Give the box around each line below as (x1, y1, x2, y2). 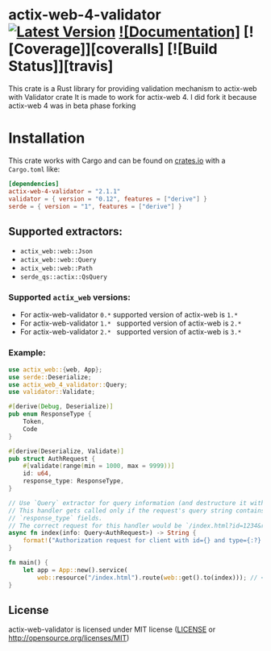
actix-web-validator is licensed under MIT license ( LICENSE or (8, 624, 216, 634)
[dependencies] (8, 180, 60, 188)
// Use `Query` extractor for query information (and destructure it (8, 499, 248, 507)
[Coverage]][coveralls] (8, 40, 165, 58)
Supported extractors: (8, 224, 123, 238)
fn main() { (8, 558, 48, 567)
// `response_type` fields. (8, 514, 103, 522)
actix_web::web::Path (19, 264, 93, 273)
